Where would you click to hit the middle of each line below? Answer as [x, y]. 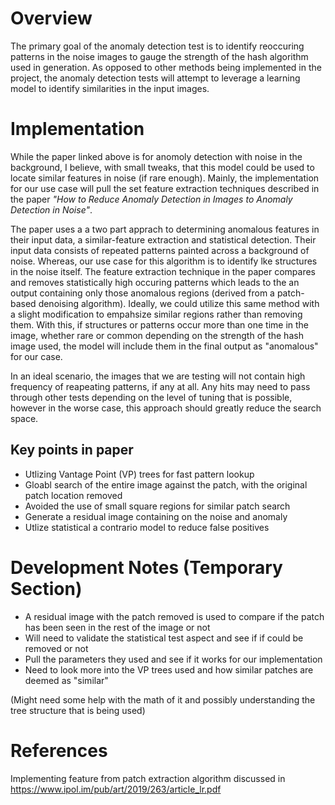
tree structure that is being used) [78, 710]
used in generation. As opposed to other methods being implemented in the [166, 67]
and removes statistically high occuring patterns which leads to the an [155, 282]
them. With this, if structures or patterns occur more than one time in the [160, 324]
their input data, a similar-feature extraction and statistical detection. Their [163, 239]
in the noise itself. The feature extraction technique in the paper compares [163, 271]
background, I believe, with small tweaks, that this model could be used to [162, 167]
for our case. [36, 356]
